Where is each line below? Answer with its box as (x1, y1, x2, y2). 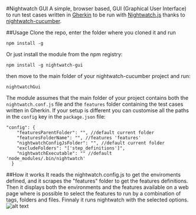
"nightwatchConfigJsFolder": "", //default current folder (17, 140, 165, 146)
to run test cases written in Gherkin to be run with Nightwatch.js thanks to (6, 11, 185, 18)
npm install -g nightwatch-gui (6, 62, 83, 68)
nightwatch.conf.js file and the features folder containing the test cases (6, 100, 184, 107)
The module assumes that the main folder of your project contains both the (6, 95, 189, 101)
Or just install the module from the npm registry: (6, 51, 123, 58)
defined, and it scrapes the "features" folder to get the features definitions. (6, 177, 188, 184)
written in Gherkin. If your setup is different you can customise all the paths (6, 107, 189, 114)
